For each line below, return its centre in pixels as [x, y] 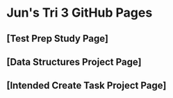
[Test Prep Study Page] [58, 39]
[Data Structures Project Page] [74, 62]
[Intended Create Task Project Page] [86, 86]
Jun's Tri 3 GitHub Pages [80, 13]
